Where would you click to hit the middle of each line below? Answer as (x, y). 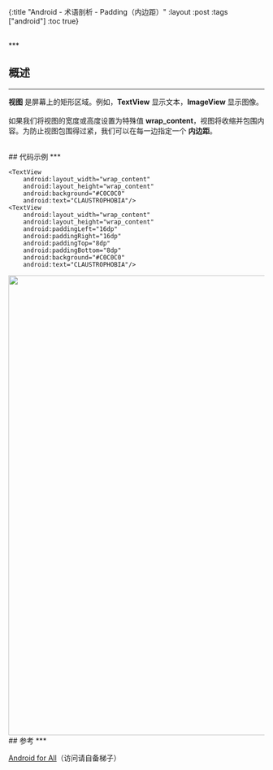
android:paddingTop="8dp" (67, 243)
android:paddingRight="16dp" (72, 236)
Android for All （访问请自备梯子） (65, 758)
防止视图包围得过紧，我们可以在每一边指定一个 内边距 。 (123, 131)
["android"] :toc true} (44, 21)
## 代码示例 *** (35, 156)
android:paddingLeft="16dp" (70, 229)
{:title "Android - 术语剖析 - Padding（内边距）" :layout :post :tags (118, 12)
